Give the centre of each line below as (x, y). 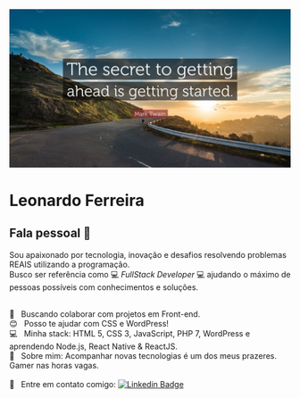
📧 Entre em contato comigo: (62, 384)
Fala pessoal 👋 (50, 233)
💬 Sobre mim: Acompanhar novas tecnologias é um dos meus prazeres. (143, 355)
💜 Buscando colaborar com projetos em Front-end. (105, 314)
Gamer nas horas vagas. (54, 365)
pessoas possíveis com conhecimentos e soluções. (104, 287)
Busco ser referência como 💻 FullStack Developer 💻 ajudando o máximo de (150, 274)
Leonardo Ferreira (77, 200)
